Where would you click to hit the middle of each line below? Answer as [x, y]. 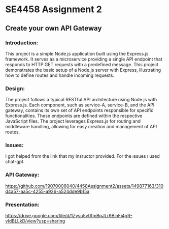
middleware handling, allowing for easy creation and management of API [81, 127]
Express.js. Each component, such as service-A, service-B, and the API [80, 105]
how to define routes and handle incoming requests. [60, 75]
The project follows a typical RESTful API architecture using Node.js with [81, 100]
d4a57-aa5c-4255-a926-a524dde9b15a [47, 191]
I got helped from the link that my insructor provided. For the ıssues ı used [82, 156]
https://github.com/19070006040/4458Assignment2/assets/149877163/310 [84, 186]
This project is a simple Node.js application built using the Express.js [77, 53]
